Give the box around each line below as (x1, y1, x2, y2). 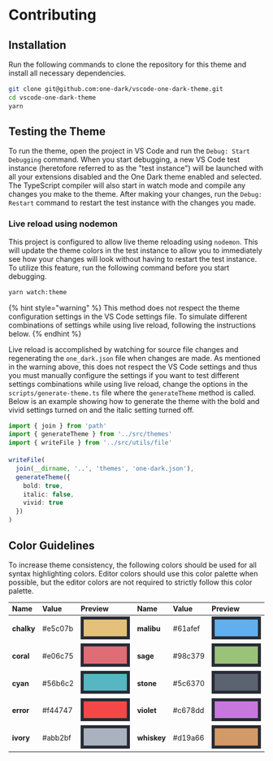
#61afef (172, 624, 201, 633)
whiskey (136, 733, 167, 743)
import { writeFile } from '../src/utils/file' (8, 439, 173, 447)
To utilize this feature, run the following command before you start (8, 263, 230, 272)
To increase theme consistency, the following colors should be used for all (8, 559, 258, 570)
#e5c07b (41, 624, 74, 633)
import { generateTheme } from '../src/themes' (8, 430, 173, 438)
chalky (11, 624, 36, 633)
